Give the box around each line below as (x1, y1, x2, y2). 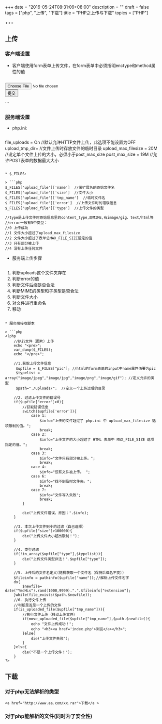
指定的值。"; (5, 442, 28, 447)
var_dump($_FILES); (14, 347, 53, 352)
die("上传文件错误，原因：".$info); (22, 510, 89, 515)
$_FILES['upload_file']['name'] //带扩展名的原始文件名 (5, 185, 115, 190)
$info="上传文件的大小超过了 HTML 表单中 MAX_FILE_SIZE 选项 (39, 437, 155, 442)
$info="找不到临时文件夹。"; (39, 479, 92, 484)
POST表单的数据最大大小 (9, 157, 59, 163)
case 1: (30, 413, 47, 418)
